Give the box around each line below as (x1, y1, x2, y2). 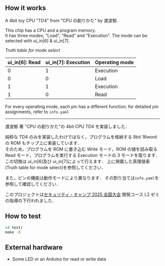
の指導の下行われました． (5, 197, 57, 203)
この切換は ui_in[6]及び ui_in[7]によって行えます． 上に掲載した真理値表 (5, 158, 150, 164)
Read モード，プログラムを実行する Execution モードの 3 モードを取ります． (5, 152, 160, 158)
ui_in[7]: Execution (45, 59, 90, 66)
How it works (5, 4, 46, 12)
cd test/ (5, 225, 23, 230)
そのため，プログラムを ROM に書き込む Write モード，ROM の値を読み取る (5, 146, 158, 152)
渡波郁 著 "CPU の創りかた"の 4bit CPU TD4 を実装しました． (5, 123, 130, 129)
